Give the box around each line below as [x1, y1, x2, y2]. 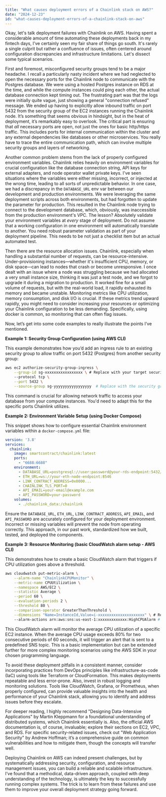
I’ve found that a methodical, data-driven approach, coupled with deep [5, 770, 149, 776]
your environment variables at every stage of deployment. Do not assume [5, 217, 155, 223]
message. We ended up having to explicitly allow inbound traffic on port [5, 102, 152, 109]
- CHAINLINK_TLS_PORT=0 [18, 483, 68, 488]
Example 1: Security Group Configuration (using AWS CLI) [5, 336, 126, 342]
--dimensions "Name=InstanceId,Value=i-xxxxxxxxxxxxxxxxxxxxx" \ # [14, 612, 156, 617]
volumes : [14, 497, 32, 502]
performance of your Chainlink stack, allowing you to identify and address [5, 694, 156, 699]
